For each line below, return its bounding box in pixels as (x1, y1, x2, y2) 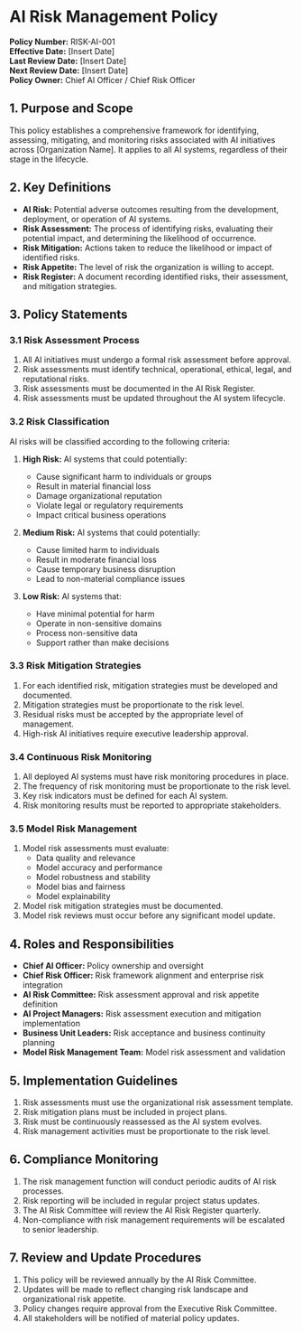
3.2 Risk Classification (9, 416, 110, 428)
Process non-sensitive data (35, 627, 138, 638)
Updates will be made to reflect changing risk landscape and (22, 1283, 249, 1294)
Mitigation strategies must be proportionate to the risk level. (22, 699, 245, 710)
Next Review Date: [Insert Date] (9, 65, 129, 76)
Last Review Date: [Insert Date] (9, 55, 127, 66)
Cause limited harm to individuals (35, 544, 160, 555)
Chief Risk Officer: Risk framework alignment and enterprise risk (22, 970, 264, 981)
